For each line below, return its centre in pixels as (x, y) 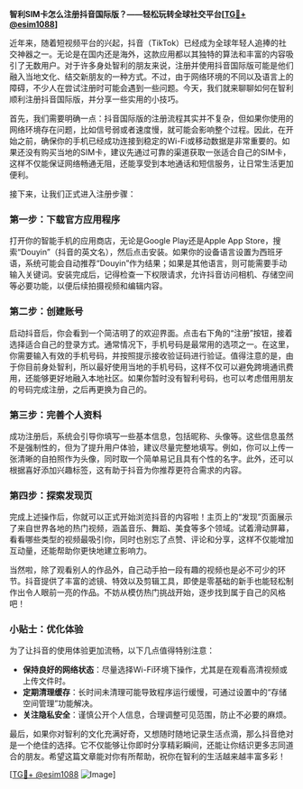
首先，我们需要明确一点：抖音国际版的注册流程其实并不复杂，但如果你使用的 (151, 118)
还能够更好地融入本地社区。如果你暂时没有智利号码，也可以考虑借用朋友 (159, 378)
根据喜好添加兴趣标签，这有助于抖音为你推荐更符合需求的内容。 (128, 470)
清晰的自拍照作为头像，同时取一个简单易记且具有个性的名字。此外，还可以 (155, 458)
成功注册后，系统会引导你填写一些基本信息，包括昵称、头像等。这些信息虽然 (151, 436)
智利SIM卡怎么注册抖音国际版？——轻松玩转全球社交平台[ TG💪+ (128, 14)
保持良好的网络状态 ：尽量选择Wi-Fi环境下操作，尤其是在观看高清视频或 (155, 670)
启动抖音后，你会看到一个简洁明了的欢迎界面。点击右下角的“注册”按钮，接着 (151, 333)
